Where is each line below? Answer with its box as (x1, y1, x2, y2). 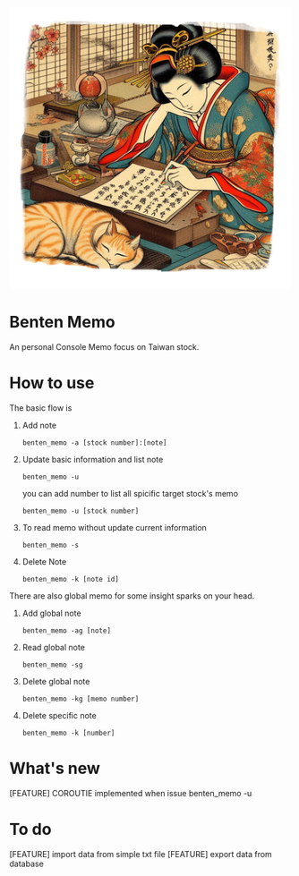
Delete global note (21, 676, 90, 686)
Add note (21, 420, 56, 430)
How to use (9, 373, 95, 394)
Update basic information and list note (21, 454, 164, 464)
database (9, 858, 45, 869)
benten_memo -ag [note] (21, 625, 112, 635)
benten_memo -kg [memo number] (21, 694, 140, 703)
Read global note (21, 642, 85, 652)
